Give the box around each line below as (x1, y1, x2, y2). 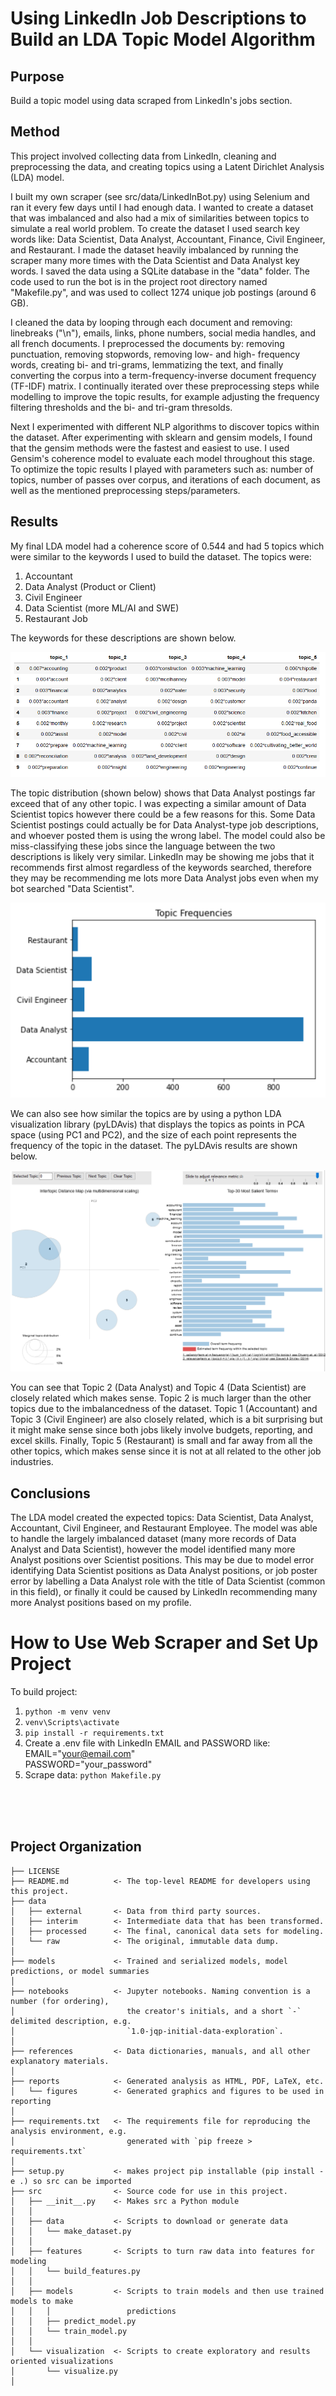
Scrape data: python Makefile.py (24, 1768, 162, 1781)
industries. (10, 1456, 54, 1468)
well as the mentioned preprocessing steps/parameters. (10, 484, 241, 496)
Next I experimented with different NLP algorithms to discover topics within (10, 420, 320, 432)
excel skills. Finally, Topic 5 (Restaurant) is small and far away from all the (10, 1435, 313, 1447)
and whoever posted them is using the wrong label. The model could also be (10, 830, 326, 842)
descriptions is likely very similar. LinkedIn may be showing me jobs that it (10, 851, 315, 863)
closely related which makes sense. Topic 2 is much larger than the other (10, 1392, 312, 1404)
